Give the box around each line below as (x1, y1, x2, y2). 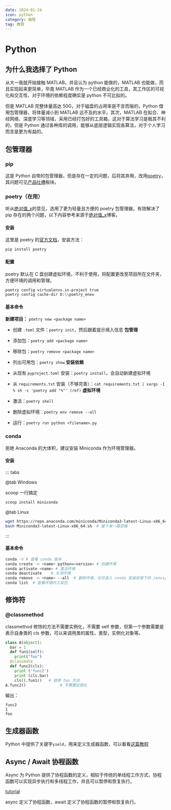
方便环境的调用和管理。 (5, 277, 54, 283)
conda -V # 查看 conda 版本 (5, 556, 62, 562)
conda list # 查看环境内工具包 (5, 580, 68, 585)
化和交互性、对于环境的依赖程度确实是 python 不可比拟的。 (5, 92, 130, 98)
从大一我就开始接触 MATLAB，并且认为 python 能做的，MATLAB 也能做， (5, 79, 159, 86)
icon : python (5, 12, 33, 17)
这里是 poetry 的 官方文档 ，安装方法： (5, 237, 84, 243)
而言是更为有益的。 (5, 128, 46, 135)
